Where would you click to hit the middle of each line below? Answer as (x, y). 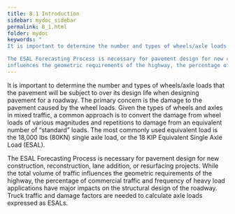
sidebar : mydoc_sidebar (42, 20)
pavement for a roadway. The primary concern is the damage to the (105, 100)
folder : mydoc (28, 33)
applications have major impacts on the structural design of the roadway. (113, 188)
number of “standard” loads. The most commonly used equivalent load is (113, 129)
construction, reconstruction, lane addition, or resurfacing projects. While (113, 166)
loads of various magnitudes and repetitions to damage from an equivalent (115, 122)
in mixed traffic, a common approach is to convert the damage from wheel (114, 115)
